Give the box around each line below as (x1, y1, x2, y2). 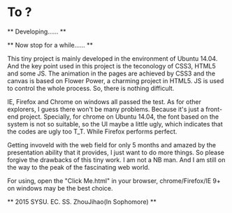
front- (205, 105, 222, 113)
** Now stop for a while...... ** (7, 41, 93, 49)
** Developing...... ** (7, 27, 66, 36)
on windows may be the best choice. (7, 184, 113, 192)
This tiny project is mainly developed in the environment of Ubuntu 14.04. (7, 54, 218, 63)
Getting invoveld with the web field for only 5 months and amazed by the (7, 140, 217, 149)
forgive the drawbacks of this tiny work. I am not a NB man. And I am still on (7, 155, 226, 164)
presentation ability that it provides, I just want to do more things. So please (7, 148, 225, 156)
